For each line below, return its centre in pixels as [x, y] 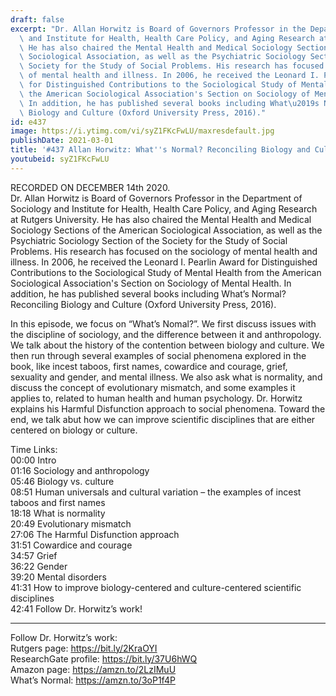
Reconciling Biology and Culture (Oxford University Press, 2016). [143, 304]
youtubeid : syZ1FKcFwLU [60, 159]
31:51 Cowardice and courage [71, 545]
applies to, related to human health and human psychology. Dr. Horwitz [156, 398]
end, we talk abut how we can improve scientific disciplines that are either [163, 419]
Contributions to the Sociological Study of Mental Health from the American [166, 272]
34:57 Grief [34, 555]
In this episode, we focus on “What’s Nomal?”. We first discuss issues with [163, 323]
